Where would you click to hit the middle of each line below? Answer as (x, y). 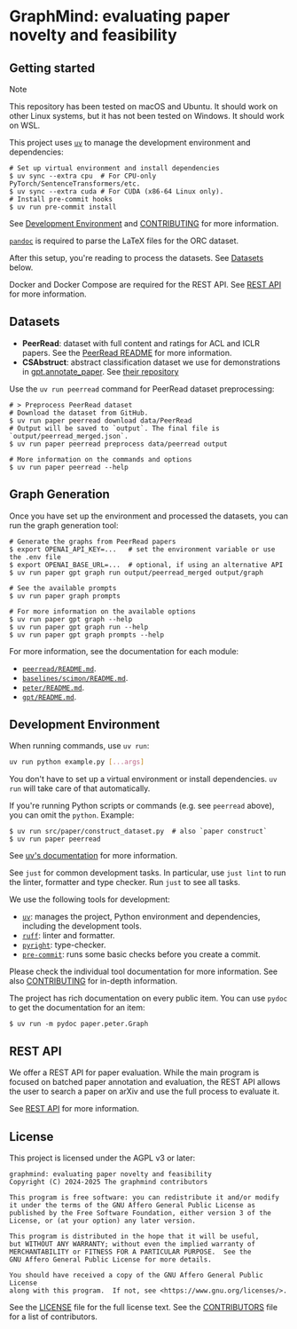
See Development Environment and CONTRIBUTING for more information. (144, 223)
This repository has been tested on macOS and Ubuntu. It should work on (144, 107)
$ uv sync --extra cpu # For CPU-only (83, 176)
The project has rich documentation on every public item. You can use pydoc (148, 998)
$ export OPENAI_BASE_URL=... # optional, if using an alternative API (146, 565)
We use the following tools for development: (90, 899)
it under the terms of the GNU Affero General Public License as (132, 1205)
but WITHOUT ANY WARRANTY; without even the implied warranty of (132, 1244)
